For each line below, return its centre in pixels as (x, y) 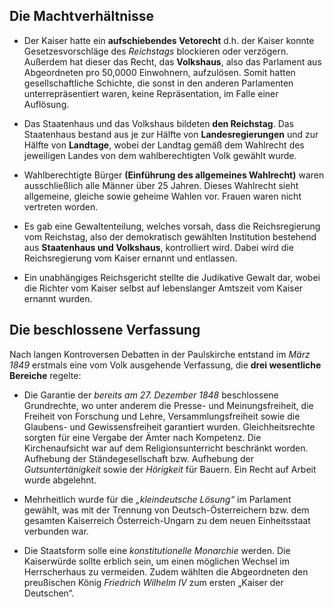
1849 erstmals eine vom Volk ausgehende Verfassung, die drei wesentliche (165, 365)
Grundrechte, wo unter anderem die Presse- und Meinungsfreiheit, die (168, 405)
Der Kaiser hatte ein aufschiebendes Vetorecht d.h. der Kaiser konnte (169, 40)
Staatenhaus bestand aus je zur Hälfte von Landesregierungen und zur (171, 134)
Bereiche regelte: (45, 375)
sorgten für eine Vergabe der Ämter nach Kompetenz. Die (142, 437)
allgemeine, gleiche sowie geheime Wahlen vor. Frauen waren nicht (162, 196)
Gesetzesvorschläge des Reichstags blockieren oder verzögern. (156, 51)
